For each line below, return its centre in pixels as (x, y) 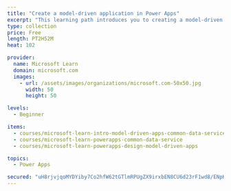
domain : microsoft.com (46, 70)
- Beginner (29, 115)
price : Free (24, 33)
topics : (18, 158)
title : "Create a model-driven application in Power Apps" (93, 13)
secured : (20, 177)
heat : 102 (21, 45)
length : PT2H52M (30, 39)
